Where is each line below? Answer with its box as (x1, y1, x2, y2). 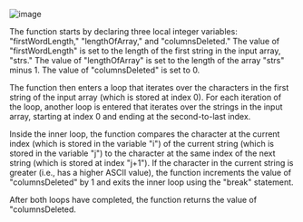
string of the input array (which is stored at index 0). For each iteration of (9, 92, 282, 102)
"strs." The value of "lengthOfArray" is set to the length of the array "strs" (9, 55, 285, 65)
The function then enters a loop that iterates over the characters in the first (9, 82, 289, 92)
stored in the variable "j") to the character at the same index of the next (9, 148, 276, 159)
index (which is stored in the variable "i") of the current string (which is (9, 139, 275, 149)
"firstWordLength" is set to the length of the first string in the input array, (9, 45, 281, 56)
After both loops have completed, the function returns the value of (9, 195, 257, 205)
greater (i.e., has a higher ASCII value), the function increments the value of (9, 168, 292, 178)
